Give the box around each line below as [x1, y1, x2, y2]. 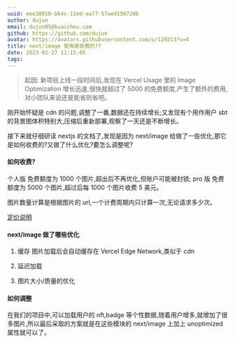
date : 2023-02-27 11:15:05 [7, 50, 86, 57]
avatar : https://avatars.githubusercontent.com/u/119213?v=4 [7, 36, 190, 43]
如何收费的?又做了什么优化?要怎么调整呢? [13, 140, 134, 149]
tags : [7, 56, 23, 63]
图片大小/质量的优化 [17, 277, 76, 285]
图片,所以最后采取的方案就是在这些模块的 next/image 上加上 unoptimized [13, 319, 224, 328]
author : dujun [7, 17, 49, 24]
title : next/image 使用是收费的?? [7, 43, 101, 50]
